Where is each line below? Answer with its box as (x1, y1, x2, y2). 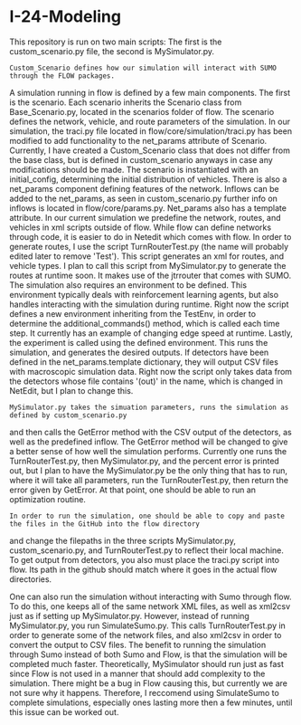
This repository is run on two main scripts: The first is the (9, 36, 222, 47)
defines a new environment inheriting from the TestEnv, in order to (9, 308, 256, 319)
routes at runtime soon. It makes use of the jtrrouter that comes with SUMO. (9, 270, 292, 281)
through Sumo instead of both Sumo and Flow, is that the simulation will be (9, 649, 287, 660)
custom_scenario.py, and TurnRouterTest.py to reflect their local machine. (9, 545, 285, 556)
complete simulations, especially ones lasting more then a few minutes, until (9, 697, 293, 708)
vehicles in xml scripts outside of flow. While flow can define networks (9, 222, 272, 233)
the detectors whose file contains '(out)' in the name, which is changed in (9, 376, 283, 386)
